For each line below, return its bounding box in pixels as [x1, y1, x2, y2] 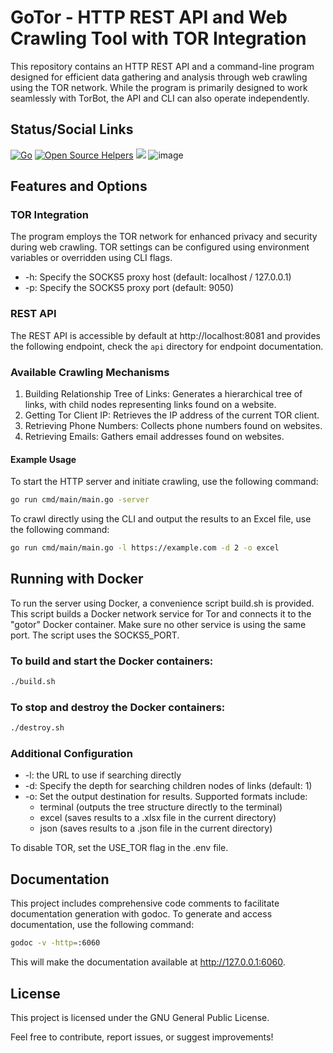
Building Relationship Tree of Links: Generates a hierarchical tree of [24, 388, 303, 400]
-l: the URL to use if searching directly [24, 769, 182, 781]
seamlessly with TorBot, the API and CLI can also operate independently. [10, 92, 310, 104]
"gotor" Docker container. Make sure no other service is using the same [10, 618, 307, 630]
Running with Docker [10, 571, 144, 588]
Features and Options [10, 178, 148, 195]
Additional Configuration [10, 747, 133, 761]
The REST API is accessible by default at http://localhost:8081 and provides [10, 329, 321, 341]
